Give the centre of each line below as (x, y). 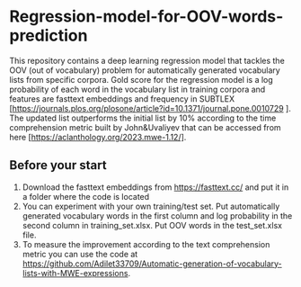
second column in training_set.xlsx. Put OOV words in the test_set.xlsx (152, 225)
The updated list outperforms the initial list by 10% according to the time (143, 118)
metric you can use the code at (80, 254)
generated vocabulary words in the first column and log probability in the (157, 215)
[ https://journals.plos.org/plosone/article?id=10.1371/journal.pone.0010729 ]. (150, 108)
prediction (49, 36)
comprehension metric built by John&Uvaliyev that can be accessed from (145, 127)
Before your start (58, 165)
